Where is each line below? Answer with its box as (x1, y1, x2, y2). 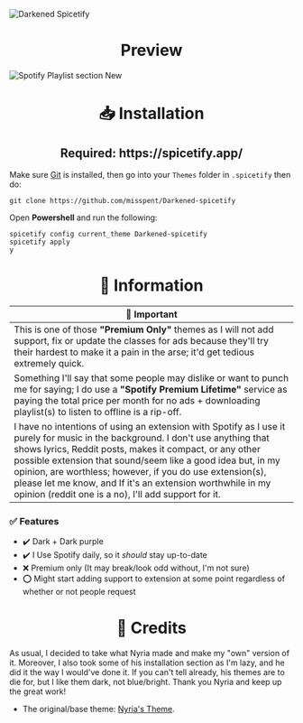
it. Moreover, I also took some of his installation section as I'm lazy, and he (9, 657, 286, 668)
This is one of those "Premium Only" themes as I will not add (14, 323, 274, 336)
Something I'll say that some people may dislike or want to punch (14, 371, 289, 384)
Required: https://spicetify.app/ (60, 145, 243, 161)
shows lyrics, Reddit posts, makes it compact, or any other (14, 442, 262, 455)
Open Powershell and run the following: (9, 212, 158, 223)
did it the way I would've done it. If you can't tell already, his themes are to (9, 667, 286, 678)
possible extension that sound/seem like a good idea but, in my (14, 454, 281, 467)
